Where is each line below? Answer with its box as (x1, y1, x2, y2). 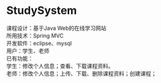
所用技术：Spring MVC (6, 32, 64, 39)
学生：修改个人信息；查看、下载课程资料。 (6, 62, 114, 70)
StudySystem (6, 4, 77, 18)
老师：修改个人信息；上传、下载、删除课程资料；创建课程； (6, 70, 157, 77)
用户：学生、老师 (6, 47, 50, 55)
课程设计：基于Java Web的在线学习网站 (6, 24, 107, 32)
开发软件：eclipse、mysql (6, 39, 72, 47)
